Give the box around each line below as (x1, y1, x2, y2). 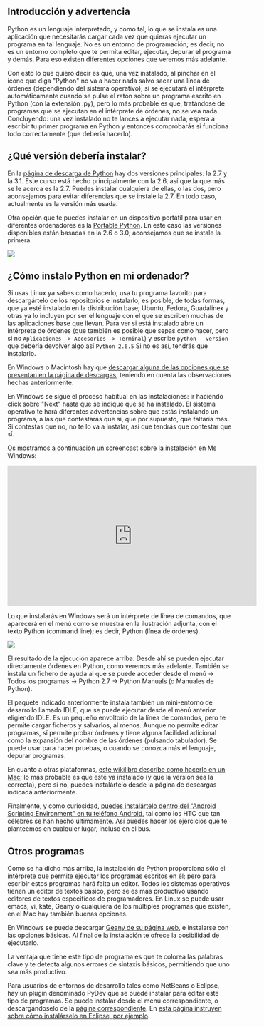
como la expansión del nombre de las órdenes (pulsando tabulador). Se (7, 736, 217, 745)
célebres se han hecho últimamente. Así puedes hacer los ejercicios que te (7, 817, 228, 826)
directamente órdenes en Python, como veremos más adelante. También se (7, 662, 229, 670)
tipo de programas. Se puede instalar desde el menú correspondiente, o (7, 996, 218, 1005)
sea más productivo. (7, 968, 68, 976)
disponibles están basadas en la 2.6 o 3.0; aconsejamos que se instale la (7, 228, 221, 237)
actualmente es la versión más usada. (7, 199, 118, 208)
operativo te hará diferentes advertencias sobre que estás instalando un (7, 407, 218, 416)
